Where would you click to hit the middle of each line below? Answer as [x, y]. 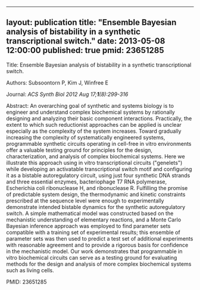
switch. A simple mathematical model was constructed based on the [90, 213]
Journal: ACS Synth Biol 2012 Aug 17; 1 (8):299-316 [67, 94]
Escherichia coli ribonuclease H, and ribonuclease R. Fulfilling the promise [97, 188]
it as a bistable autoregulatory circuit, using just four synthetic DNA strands [98, 175]
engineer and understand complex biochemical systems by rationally [91, 112]
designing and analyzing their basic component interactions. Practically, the [99, 118]
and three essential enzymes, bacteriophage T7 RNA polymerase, [87, 182]
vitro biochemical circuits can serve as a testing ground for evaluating [92, 257]
